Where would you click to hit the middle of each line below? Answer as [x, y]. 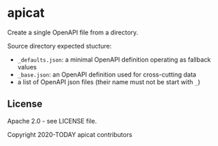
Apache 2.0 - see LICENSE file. [52, 121]
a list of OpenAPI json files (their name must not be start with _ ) [109, 81]
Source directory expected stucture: [60, 46]
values [27, 67]
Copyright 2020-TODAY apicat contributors [70, 134]
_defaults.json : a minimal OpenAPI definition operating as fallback [114, 59]
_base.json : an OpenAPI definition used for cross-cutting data [107, 74]
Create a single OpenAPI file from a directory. [73, 32]
